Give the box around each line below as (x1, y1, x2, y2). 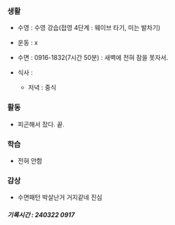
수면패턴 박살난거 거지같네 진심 (17, 193, 103, 202)
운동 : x (17, 39, 39, 47)
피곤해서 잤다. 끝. (17, 120, 65, 128)
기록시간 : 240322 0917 (7, 210, 75, 219)
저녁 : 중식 (27, 83, 57, 92)
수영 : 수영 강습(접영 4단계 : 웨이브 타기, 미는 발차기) (17, 23, 161, 32)
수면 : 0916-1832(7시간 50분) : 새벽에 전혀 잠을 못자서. (17, 53, 169, 62)
